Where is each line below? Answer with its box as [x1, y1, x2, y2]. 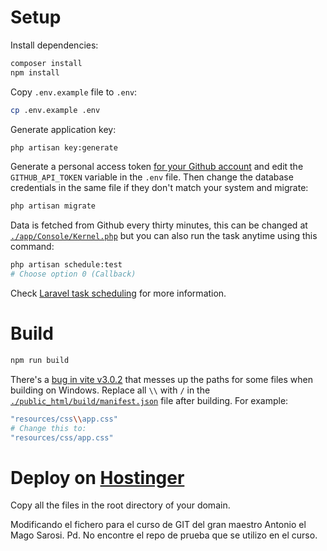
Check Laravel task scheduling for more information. [10, 287, 227, 300]
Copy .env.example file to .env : [10, 86, 138, 98]
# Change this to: [10, 423, 87, 433]
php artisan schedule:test [10, 260, 123, 270]
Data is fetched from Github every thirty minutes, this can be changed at [10, 219, 308, 231]
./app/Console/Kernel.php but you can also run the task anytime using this [10, 230, 318, 242]
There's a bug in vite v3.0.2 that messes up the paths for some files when [10, 373, 314, 385]
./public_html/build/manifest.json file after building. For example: [10, 394, 289, 406]
